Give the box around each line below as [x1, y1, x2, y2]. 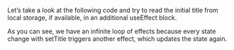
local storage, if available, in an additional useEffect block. [7, 13, 177, 22]
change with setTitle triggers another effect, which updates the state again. [7, 35, 228, 43]
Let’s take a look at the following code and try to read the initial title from [7, 6, 218, 14]
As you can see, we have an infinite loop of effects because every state [7, 27, 216, 35]
